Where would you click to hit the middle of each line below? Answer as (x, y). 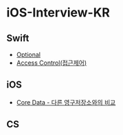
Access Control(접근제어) (52, 63)
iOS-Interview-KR (58, 13)
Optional (28, 54)
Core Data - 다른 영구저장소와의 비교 (66, 102)
